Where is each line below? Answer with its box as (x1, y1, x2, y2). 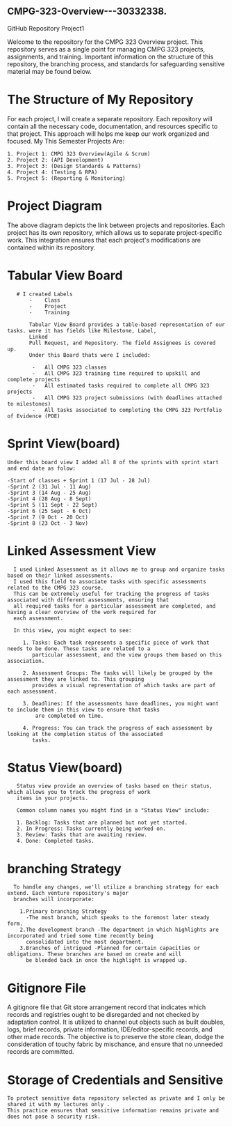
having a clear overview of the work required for (7, 608, 157, 615)
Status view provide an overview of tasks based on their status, (16, 783, 213, 790)
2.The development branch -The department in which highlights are (19, 926, 219, 933)
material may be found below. (7, 67, 92, 75)
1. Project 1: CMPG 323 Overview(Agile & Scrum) (7, 150, 151, 158)
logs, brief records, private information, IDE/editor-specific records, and (7, 1025, 213, 1034)
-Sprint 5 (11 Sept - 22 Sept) (7, 501, 98, 508)
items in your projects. (16, 795, 89, 802)
